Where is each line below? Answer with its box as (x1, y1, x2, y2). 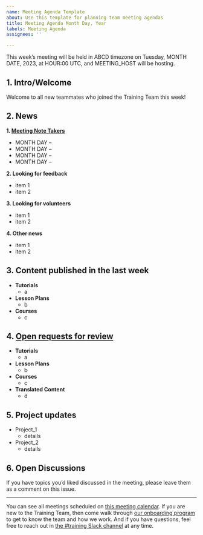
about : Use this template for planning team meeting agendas (6, 15, 164, 21)
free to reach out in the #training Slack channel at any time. (6, 522, 154, 529)
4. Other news (6, 230, 43, 237)
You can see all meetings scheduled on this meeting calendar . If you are (6, 503, 185, 510)
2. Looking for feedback (6, 170, 68, 177)
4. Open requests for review (6, 331, 114, 341)
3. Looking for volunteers (6, 199, 71, 207)
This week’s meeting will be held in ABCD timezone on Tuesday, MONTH (6, 53, 187, 61)
